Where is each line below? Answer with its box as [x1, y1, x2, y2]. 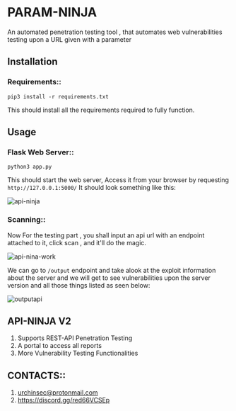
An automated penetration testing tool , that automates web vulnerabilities [7, 28, 223, 36]
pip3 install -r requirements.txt [7, 93, 110, 100]
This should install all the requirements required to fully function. [7, 106, 195, 114]
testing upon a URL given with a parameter [7, 35, 132, 43]
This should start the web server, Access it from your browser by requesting [7, 176, 230, 184]
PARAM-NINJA [7, 4, 98, 21]
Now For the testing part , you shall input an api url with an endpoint [7, 231, 205, 240]
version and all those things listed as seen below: [7, 281, 151, 289]
